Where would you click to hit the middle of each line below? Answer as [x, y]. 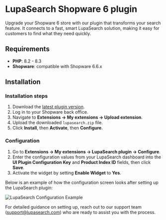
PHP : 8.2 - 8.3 [27, 61]
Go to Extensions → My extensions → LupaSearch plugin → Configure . [86, 151]
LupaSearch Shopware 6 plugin [71, 9]
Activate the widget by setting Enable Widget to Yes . [67, 173]
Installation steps [27, 96]
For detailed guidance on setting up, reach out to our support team [73, 207]
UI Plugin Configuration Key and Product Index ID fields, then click [81, 162]
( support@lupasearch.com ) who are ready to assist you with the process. [80, 212]
